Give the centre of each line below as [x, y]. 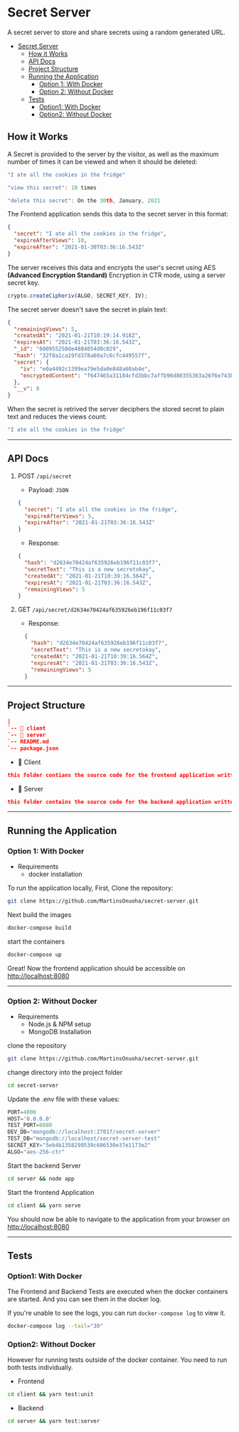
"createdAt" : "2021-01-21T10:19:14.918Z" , [78, 336]
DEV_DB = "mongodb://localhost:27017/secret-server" [84, 1132]
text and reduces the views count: [57, 417]
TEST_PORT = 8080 [30, 1126]
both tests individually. [40, 1368]
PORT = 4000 [22, 1112]
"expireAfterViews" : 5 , [59, 516]
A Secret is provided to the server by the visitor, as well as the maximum [113, 154]
